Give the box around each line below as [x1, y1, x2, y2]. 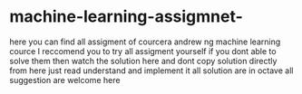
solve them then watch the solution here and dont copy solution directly [9, 55, 278, 66]
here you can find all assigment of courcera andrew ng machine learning [9, 36, 281, 47]
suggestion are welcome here [9, 74, 121, 85]
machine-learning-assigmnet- [9, 6, 243, 27]
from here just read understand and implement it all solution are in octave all [9, 65, 294, 76]
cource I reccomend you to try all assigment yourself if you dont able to [9, 45, 277, 56]
